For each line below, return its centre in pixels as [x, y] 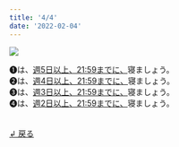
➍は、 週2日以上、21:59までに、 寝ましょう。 [92, 103]
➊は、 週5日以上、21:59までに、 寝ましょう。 [92, 69]
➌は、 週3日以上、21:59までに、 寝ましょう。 [92, 91]
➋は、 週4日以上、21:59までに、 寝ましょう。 [92, 81]
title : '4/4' [34, 17]
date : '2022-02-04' [46, 26]
